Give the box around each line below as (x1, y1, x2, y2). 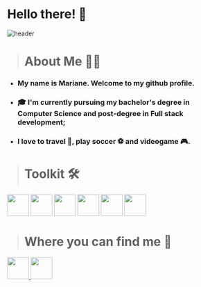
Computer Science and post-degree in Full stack (17, 108, 184, 118)
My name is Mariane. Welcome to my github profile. (17, 79, 195, 88)
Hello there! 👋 (7, 6, 87, 22)
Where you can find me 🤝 (24, 234, 172, 249)
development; (17, 117, 66, 127)
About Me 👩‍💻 (24, 54, 101, 69)
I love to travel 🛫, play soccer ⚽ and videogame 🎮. (17, 136, 191, 146)
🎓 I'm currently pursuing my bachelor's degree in (17, 97, 190, 107)
